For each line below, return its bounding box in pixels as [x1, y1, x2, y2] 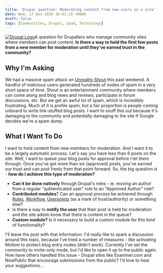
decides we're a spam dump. [5, 118, 63, 124]
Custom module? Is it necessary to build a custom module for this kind [12, 216, 155, 222]
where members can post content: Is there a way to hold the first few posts [5, 39, 159, 45]
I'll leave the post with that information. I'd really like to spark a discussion [5, 231, 154, 237]
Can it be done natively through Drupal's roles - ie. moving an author [12, 180, 152, 186]
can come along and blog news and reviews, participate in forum [5, 92, 136, 98]
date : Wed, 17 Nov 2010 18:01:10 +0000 [5, 12, 86, 17]
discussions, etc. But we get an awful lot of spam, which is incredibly [5, 97, 144, 103]
